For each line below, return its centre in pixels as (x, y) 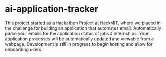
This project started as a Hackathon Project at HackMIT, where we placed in (83, 23)
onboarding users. (24, 49)
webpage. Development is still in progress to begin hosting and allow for (79, 44)
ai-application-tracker (52, 9)
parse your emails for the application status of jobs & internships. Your (77, 33)
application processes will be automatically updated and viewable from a (80, 39)
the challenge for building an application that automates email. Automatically (83, 28)
